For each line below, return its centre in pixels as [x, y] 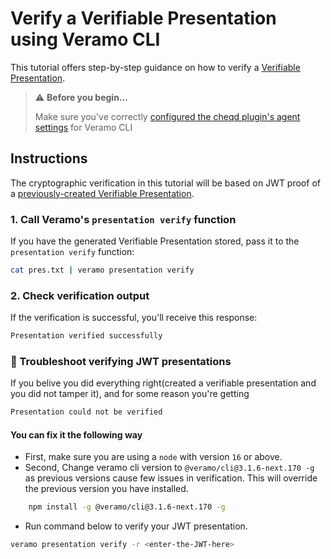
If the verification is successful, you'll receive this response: [134, 318]
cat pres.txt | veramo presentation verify [102, 270]
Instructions [49, 158]
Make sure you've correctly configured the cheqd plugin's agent [167, 116]
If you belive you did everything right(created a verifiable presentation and [163, 383]
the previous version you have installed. [106, 489]
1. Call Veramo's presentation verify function [123, 219]
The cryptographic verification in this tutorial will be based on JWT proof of [165, 183]
